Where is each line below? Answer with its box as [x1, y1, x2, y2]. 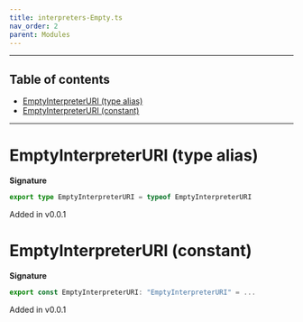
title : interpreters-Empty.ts [9, 13, 124, 23]
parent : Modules [9, 30, 70, 39]
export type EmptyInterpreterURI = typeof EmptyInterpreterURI [9, 193, 252, 202]
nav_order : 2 [9, 22, 59, 31]
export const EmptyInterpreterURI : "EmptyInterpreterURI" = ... [9, 288, 256, 297]
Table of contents [9, 71, 110, 87]
